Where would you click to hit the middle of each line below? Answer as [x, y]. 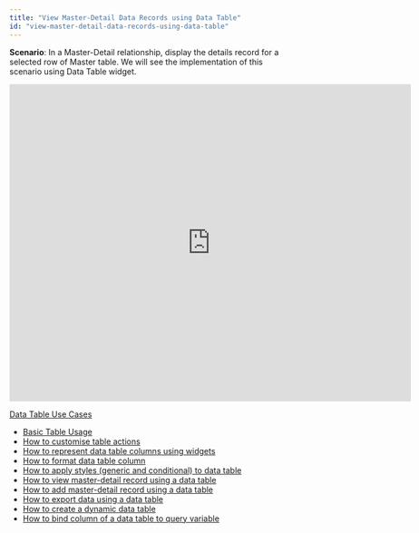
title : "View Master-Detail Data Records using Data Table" [126, 18]
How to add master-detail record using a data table [118, 489]
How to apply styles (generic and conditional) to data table [132, 470]
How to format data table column [84, 460]
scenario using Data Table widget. [73, 71]
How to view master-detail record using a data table [119, 480]
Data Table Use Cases [51, 414]
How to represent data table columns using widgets [119, 451]
